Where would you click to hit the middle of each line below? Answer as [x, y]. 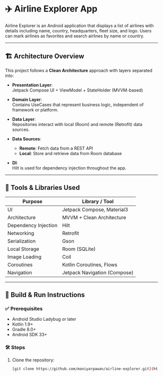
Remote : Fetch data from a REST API [56, 148]
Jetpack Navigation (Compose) [98, 272]
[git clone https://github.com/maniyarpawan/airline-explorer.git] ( [83, 369]
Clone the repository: [33, 360]
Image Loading [24, 257]
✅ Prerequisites [24, 309]
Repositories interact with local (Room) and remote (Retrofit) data [77, 124]
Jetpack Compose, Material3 [95, 209]
